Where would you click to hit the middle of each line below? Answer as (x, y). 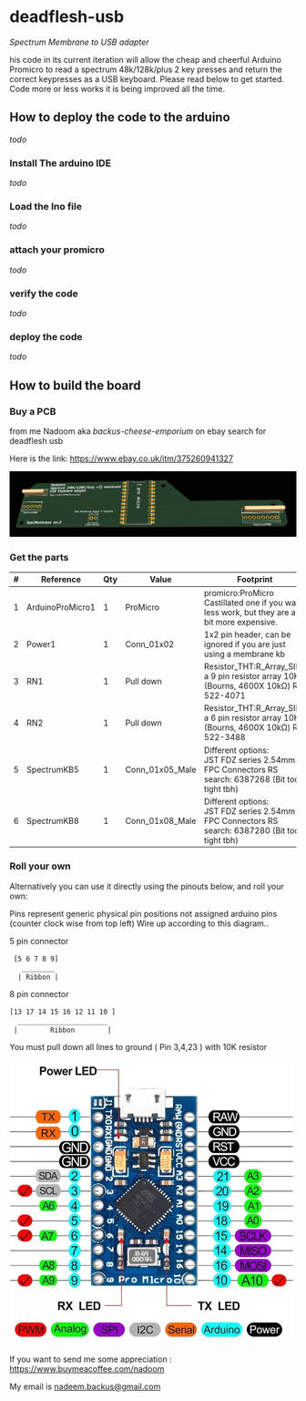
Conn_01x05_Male (161, 769)
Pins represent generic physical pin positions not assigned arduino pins (143, 913)
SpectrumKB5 (53, 769)
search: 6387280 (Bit (245, 830)
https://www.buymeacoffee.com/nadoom (87, 1368)
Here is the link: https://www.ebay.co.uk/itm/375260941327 (122, 458)
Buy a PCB (33, 411)
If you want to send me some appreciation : (91, 1359)
